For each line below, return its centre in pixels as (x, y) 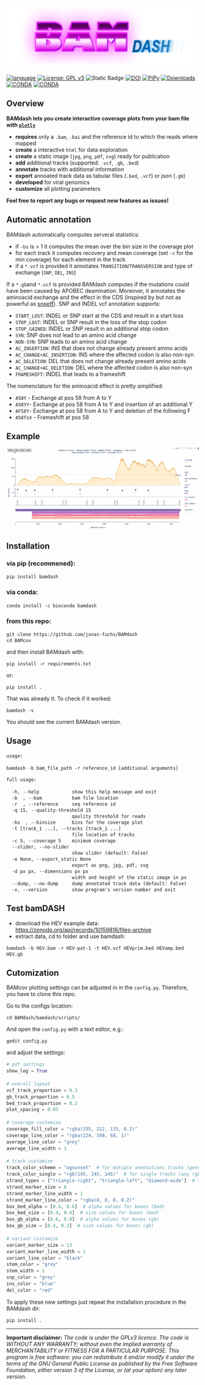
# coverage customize (34, 1123)
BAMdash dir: (23, 1308)
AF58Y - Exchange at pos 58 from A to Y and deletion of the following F (103, 410)
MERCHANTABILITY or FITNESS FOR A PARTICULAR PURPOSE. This (93, 1350)
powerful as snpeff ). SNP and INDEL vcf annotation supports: (83, 303)
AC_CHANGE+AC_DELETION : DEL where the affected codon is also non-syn (104, 367)
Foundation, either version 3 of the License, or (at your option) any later (97, 1370)
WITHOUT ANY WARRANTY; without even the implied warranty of (89, 1344)
